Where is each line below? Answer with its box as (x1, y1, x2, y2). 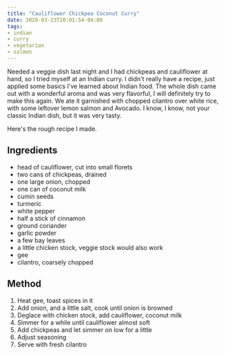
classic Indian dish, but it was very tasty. (7, 111, 122, 119)
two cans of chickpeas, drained (17, 170, 107, 178)
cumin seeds (17, 192, 54, 200)
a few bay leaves (17, 236, 65, 244)
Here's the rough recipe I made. (7, 125, 98, 133)
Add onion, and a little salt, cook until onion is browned (17, 304, 173, 312)
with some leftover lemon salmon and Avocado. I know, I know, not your (7, 104, 210, 112)
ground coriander (17, 221, 67, 229)
